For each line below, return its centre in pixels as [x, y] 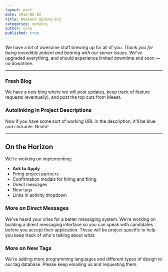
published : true [22, 33]
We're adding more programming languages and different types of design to [84, 259]
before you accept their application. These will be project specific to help [80, 230]
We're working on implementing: [39, 159]
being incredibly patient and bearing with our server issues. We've [74, 53]
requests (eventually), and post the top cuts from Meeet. [63, 97]
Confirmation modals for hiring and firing [54, 179]
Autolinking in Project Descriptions [48, 110]
